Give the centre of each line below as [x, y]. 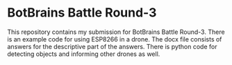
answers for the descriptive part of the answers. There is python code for [112, 46]
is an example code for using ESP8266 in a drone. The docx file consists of [115, 39]
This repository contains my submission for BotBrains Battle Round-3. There [116, 32]
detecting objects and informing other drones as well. [84, 54]
